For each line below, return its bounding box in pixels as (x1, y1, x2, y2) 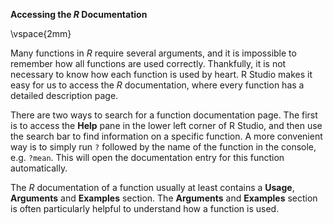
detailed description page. (10, 90, 119, 101)
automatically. (10, 162, 68, 174)
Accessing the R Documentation (10, 9, 148, 20)
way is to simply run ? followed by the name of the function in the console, (10, 141, 317, 153)
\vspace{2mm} (10, 28, 72, 39)
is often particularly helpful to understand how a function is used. (10, 203, 280, 214)
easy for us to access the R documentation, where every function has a (10, 79, 305, 91)
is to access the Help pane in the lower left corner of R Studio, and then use (10, 120, 323, 131)
